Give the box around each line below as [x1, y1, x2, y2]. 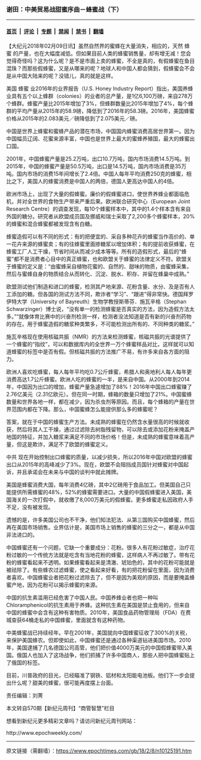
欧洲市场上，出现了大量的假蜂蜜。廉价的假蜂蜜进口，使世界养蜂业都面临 [6, 190, 184, 197]
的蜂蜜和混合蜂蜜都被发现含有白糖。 [6, 220, 96, 227]
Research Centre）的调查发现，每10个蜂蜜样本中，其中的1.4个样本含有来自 [6, 205, 191, 212]
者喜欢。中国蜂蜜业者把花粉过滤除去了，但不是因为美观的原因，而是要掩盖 [6, 573, 190, 581]
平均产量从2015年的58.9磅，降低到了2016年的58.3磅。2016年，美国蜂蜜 [16, 107, 195, 114]
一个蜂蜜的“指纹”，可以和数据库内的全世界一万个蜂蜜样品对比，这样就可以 [6, 340, 190, 347]
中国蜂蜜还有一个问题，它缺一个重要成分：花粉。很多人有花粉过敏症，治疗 [6, 544, 190, 551]
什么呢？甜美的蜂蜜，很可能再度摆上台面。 [11, 679, 117, 686]
